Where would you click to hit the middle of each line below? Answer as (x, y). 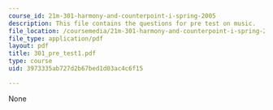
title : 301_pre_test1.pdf (52, 53)
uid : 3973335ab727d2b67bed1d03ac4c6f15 (76, 69)
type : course (30, 61)
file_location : (34, 31)
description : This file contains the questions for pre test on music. (132, 23)
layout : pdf (28, 46)
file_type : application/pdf (56, 38)
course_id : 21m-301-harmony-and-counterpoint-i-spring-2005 (113, 16)
